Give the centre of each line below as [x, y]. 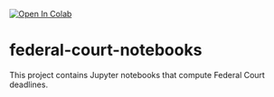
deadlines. [28, 84]
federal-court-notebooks [106, 50]
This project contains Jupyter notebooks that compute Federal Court [137, 75]
